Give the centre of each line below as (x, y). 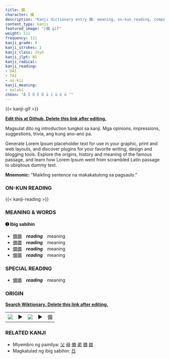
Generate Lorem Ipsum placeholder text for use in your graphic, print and (81, 144)
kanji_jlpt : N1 (21, 57)
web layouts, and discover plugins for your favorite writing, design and (79, 149)
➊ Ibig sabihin (20, 224)
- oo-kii (14, 80)
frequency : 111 (21, 38)
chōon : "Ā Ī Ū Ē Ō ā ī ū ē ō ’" (39, 95)
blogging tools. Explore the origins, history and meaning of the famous (79, 154)
